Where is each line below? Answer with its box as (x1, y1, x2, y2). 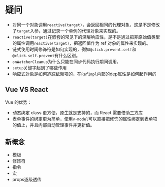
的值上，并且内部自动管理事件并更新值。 (12, 122, 95, 128)
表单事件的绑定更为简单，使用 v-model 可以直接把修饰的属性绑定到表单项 (12, 116, 158, 122)
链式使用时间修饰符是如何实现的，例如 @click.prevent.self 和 (12, 46, 136, 52)
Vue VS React (5, 86, 48, 94)
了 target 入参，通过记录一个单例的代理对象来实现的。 (12, 28, 121, 33)
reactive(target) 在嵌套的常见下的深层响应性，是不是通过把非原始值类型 (12, 34, 160, 40)
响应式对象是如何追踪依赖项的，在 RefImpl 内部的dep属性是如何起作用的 (12, 71, 157, 77)
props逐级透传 (12, 176, 42, 182)
